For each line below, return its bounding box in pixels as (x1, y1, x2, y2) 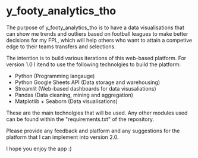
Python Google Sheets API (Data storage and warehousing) (14, 79, 161, 86)
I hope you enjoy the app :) (6, 145, 73, 152)
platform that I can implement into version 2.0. (6, 133, 119, 141)
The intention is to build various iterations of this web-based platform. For (6, 54, 187, 61)
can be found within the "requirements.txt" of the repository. (6, 115, 155, 123)
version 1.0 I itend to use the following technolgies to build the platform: (6, 61, 181, 68)
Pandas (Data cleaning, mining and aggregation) (14, 91, 134, 98)
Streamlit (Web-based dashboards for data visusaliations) (14, 85, 156, 92)
